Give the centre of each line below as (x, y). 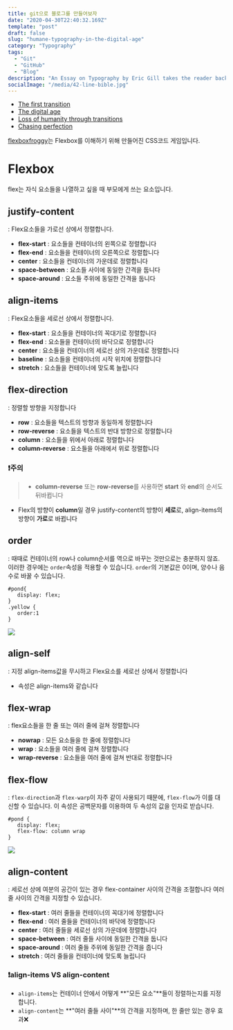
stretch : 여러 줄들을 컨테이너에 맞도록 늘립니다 (82, 956)
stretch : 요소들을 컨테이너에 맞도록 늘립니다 (78, 368)
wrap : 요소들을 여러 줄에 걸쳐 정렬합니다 (73, 749)
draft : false (27, 33)
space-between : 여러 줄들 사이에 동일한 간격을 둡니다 (93, 938)
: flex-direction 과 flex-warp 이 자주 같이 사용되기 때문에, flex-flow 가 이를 (111, 798)
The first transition (44, 104)
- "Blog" (27, 71)
